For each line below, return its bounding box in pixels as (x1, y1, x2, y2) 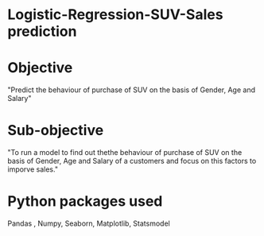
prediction (7, 22, 77, 41)
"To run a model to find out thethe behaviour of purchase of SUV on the (7, 148, 243, 157)
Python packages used (7, 192, 163, 211)
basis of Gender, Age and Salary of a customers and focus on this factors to (7, 157, 257, 166)
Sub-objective (7, 122, 104, 140)
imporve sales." (7, 164, 59, 174)
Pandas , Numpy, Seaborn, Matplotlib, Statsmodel (7, 219, 170, 228)
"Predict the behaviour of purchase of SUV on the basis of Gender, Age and (7, 85, 256, 95)
